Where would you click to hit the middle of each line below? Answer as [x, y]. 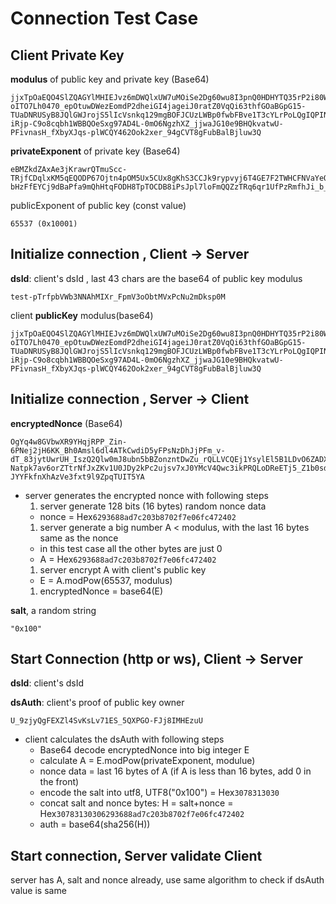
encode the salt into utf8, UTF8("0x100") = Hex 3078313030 [159, 793]
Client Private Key [67, 55]
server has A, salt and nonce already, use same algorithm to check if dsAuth [167, 880]
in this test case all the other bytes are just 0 [131, 548]
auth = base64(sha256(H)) [95, 824]
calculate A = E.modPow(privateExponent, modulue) [147, 761]
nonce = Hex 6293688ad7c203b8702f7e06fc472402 [138, 516]
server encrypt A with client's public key [123, 569]
